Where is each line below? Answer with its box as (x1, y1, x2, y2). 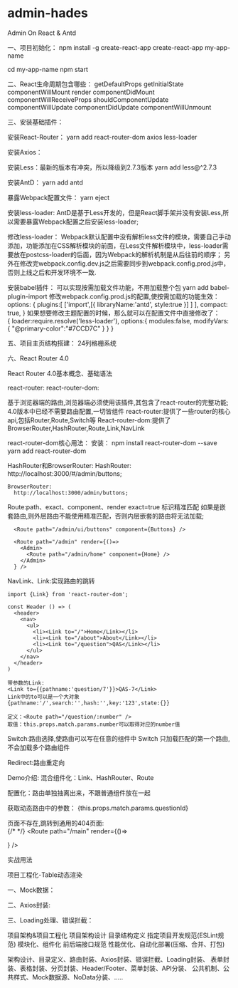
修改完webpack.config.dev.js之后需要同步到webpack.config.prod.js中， (19, 259, 230, 268)
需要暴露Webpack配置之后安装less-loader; (13, 217, 139, 226)
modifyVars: (193, 316, 229, 325)
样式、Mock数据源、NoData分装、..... (13, 972, 124, 981)
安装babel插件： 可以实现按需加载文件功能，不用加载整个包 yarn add (7, 283, 209, 291)
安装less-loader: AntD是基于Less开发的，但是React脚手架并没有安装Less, (7, 208, 223, 217)
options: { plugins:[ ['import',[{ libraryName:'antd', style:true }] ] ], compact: (7, 300, 229, 308)
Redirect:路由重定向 (7, 758, 65, 766)
